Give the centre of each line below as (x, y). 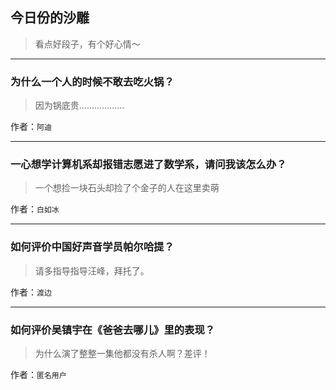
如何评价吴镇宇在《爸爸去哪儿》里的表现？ (113, 330)
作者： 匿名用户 (38, 374)
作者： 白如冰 (35, 209)
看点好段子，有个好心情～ (87, 44)
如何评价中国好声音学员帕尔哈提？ (92, 247)
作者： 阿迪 (31, 127)
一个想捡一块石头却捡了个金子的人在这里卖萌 (127, 188)
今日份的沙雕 (50, 18)
